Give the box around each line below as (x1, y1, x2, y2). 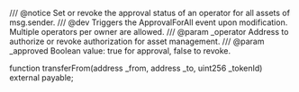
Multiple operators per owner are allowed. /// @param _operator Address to (9, 27, 289, 37)
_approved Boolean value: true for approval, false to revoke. (9, 46, 231, 56)
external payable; (9, 72, 74, 83)
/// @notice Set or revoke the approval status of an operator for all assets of (9, 8, 291, 18)
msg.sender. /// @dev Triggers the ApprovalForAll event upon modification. (9, 17, 288, 28)
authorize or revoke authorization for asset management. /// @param (9, 36, 265, 46)
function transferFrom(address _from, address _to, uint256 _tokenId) (9, 63, 263, 73)
